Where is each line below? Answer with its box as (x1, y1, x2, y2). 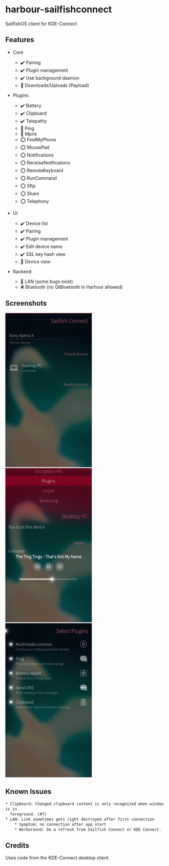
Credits (5, 841, 30, 850)
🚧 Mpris (20, 130, 37, 137)
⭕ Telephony (20, 198, 49, 204)
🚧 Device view (20, 258, 51, 265)
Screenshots (5, 299, 47, 308)
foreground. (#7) (10, 812, 47, 817)
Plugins (12, 92, 29, 98)
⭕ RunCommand (20, 175, 57, 181)
